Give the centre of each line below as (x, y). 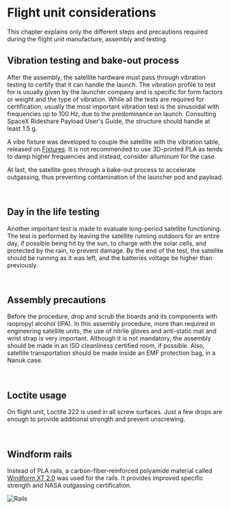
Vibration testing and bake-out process (93, 61)
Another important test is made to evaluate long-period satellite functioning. (114, 228)
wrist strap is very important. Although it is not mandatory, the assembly (109, 338)
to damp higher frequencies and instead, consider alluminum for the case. (112, 156)
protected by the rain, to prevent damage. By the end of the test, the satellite (115, 250)
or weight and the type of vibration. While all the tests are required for (106, 99)
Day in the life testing (53, 212)
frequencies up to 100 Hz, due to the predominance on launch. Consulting (112, 113)
